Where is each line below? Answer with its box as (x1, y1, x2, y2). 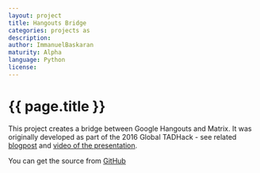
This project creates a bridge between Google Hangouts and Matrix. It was (8, 124, 252, 133)
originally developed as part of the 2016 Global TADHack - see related (8, 132, 237, 141)
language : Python (8, 56, 66, 64)
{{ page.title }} (8, 97, 106, 115)
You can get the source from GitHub (8, 156, 127, 165)
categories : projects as (8, 26, 90, 34)
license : (8, 63, 37, 71)
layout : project (8, 11, 62, 20)
